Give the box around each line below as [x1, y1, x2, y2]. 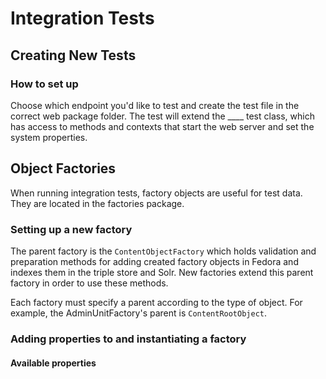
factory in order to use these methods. [10, 277, 169, 289]
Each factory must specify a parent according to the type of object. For [10, 296, 303, 308]
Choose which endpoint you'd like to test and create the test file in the [10, 99, 300, 111]
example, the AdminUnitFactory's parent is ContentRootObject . [10, 307, 268, 319]
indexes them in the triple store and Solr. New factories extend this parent [10, 266, 314, 278]
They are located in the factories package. [10, 197, 185, 209]
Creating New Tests [10, 47, 137, 64]
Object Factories [10, 160, 117, 177]
